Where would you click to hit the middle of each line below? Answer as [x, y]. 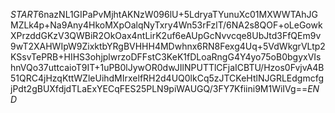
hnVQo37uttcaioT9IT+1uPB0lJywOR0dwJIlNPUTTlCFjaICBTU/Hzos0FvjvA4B [167, 67]
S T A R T [24, 14]
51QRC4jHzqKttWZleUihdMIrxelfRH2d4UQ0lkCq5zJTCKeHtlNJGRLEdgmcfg [167, 78]
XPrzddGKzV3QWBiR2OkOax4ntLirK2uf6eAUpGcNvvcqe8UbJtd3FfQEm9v [166, 35]
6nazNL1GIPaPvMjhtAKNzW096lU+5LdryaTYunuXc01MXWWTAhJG [178, 14]
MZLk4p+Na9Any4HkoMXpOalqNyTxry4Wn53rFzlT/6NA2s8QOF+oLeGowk [166, 25]
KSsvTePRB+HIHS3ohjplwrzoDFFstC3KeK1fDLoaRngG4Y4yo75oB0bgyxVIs [166, 57]
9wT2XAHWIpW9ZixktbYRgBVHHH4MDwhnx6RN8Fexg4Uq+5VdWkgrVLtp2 [168, 46]
